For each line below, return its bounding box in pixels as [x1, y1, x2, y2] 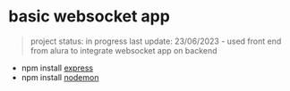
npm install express [21, 62, 94, 73]
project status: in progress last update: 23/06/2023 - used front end [30, 36, 282, 46]
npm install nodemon [21, 71, 99, 82]
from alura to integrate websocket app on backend [30, 45, 217, 55]
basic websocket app [8, 6, 171, 27]
